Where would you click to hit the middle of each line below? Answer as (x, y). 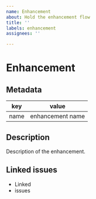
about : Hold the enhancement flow (48, 17)
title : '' (18, 22)
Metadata (24, 89)
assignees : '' (23, 34)
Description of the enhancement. (46, 151)
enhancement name (58, 116)
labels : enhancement (31, 28)
